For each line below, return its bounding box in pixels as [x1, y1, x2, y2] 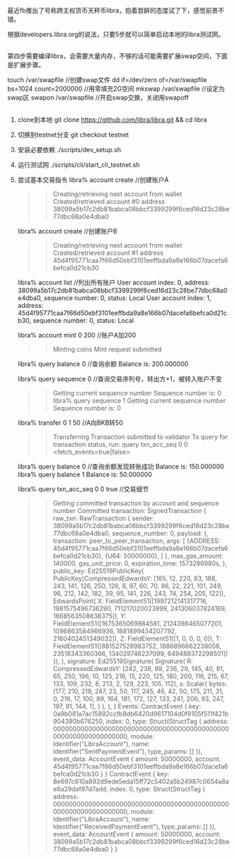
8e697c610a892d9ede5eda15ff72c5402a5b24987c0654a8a [52, 777, 229, 786]
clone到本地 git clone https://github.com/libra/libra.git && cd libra [17, 115, 207, 124]
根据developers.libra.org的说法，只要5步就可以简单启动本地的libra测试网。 [7, 30, 225, 38]
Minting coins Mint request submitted [52, 345, 162, 353]
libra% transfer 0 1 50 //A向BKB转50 [17, 418, 124, 427]
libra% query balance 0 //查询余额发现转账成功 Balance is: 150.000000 [17, 462, 224, 471]
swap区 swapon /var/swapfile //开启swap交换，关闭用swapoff [7, 93, 189, 102]
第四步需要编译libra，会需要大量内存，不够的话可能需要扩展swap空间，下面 [7, 52, 228, 60]
